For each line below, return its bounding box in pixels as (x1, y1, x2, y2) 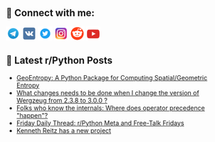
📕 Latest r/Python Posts (6, 55, 113, 67)
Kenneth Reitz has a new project (16, 126, 111, 135)
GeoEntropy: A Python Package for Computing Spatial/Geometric (16, 73, 208, 82)
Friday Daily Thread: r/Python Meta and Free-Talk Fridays (16, 119, 185, 127)
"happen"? (16, 111, 48, 119)
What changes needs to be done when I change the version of (16, 88, 199, 97)
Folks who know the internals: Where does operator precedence (16, 104, 205, 112)
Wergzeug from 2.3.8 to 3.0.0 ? (16, 96, 107, 104)
